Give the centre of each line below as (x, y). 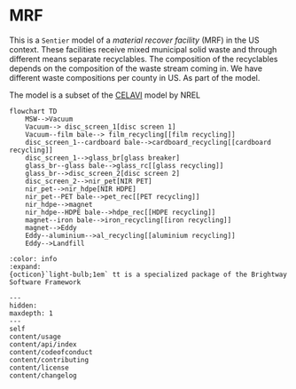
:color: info (33, 258)
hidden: (23, 306)
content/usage (35, 337)
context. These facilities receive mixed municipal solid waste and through (143, 49)
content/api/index (43, 344)
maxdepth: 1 (31, 313)
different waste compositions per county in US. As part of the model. (135, 77)
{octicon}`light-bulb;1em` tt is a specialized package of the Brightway (148, 274)
